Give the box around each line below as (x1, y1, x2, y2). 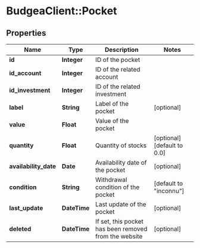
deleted (9, 225, 32, 233)
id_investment (9, 86, 51, 94)
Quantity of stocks (95, 141, 147, 150)
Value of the (95, 117, 129, 125)
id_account (9, 69, 42, 77)
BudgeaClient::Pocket (6, 4, 117, 18)
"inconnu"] (154, 187, 185, 195)
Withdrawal (95, 176, 127, 184)
